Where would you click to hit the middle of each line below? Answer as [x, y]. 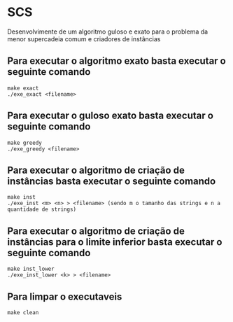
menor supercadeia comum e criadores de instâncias [84, 38]
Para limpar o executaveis [65, 296]
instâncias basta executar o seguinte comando [112, 181]
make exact [23, 88]
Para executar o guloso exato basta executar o [110, 116]
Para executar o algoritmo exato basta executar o [116, 61]
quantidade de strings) [42, 210]
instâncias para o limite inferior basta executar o [115, 242]
